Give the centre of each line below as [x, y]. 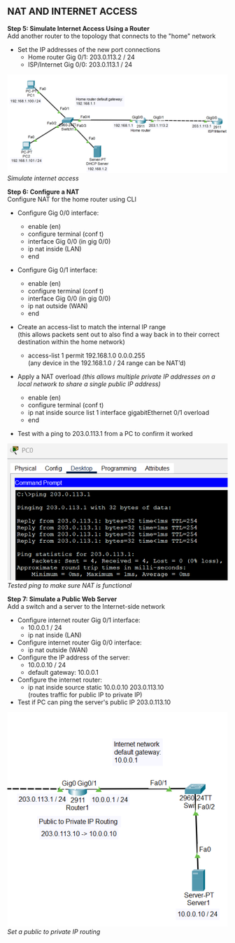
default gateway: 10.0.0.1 [63, 673]
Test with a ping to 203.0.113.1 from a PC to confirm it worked [105, 434]
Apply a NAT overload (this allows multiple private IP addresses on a [116, 377]
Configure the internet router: [60, 680]
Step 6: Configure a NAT [43, 192]
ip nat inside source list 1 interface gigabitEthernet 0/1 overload [119, 413]
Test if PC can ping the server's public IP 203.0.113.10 [94, 702]
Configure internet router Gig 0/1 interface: [79, 620]
